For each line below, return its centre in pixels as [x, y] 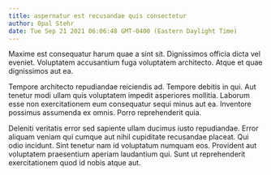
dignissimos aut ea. [41, 71]
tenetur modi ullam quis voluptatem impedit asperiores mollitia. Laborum [129, 96]
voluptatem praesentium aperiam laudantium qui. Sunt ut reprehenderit [127, 154]
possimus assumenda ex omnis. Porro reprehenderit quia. [105, 113]
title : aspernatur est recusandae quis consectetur [97, 16]
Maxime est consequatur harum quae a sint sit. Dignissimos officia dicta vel [135, 54]
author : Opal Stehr [41, 23]
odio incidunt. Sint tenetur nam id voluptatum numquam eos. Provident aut [133, 146]
